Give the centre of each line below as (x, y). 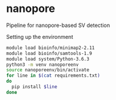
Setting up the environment (40, 37)
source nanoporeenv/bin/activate (48, 70)
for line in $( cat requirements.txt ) (53, 76)
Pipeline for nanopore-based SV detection (58, 25)
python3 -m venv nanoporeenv (42, 65)
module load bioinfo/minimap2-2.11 (51, 48)
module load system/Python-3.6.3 (48, 59)
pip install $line (35, 87)
